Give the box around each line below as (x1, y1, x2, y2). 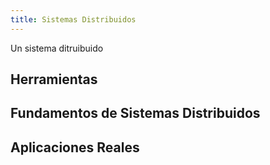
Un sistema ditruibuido (10, 42, 104, 54)
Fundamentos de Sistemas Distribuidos (10, 105, 261, 122)
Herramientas (10, 71, 98, 88)
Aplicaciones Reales (10, 139, 140, 156)
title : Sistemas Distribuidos (10, 14, 137, 25)
